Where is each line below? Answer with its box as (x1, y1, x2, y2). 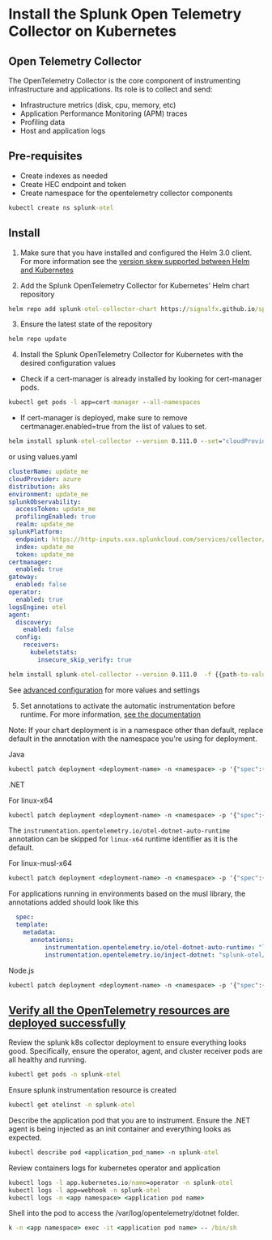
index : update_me (15, 543, 74, 551)
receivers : (23, 641, 60, 649)
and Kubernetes (19, 265, 74, 275)
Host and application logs (19, 126, 106, 135)
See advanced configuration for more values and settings (8, 685, 201, 695)
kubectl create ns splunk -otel (8, 203, 114, 211)
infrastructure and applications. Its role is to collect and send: (8, 84, 213, 94)
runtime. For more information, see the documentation (19, 709, 201, 719)
